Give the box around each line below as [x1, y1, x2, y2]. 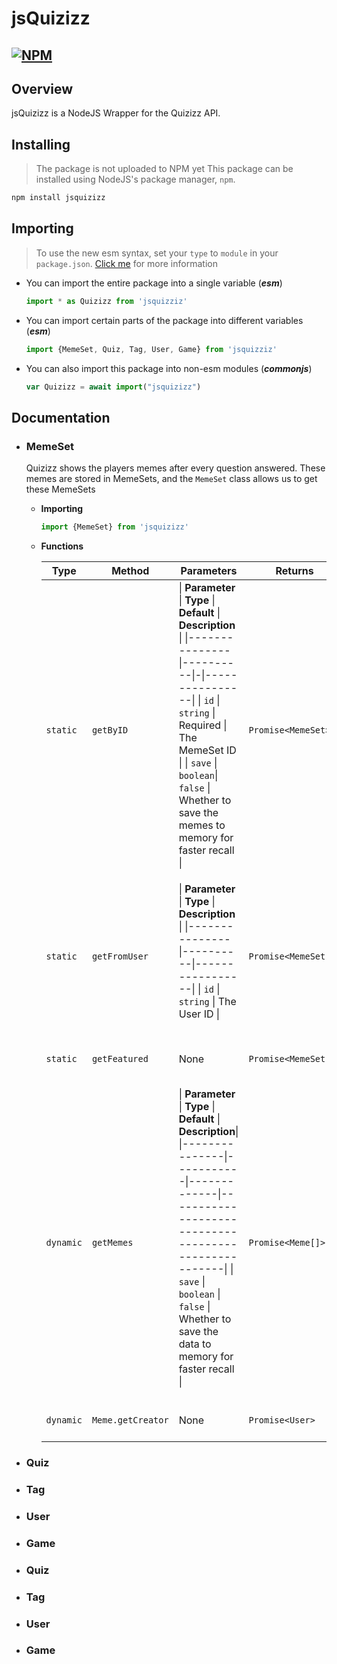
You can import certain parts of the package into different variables [25, 314, 304, 326]
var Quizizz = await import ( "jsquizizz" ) [25, 382, 202, 392]
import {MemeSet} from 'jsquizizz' [40, 522, 189, 532]
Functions [40, 540, 84, 552]
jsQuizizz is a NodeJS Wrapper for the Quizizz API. [11, 107, 221, 119]
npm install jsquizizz [11, 193, 106, 203]
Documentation [11, 409, 111, 426]
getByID [91, 725, 129, 736]
